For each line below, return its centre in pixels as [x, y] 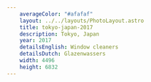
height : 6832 [39, 67]
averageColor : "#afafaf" [56, 14]
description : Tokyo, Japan [59, 34]
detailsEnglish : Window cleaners [69, 47]
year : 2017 [36, 41]
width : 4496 [37, 61]
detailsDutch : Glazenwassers [63, 54]
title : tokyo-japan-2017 [56, 27]
